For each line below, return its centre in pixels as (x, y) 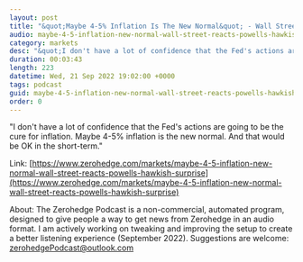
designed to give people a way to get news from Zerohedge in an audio (142, 219)
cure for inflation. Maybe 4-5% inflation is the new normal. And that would (147, 137)
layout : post (34, 18)
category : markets (44, 43)
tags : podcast (36, 85)
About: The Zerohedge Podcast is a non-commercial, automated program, (147, 210)
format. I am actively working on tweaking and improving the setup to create (151, 229)
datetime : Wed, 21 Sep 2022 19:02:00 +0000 (92, 77)
